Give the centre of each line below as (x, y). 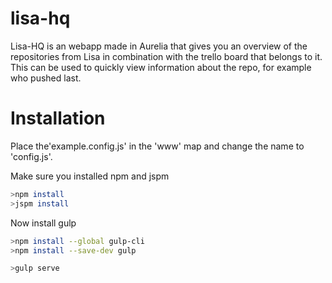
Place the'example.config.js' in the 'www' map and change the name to (157, 146)
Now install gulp (43, 223)
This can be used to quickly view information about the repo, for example (161, 67)
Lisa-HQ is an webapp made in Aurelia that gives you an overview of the (159, 46)
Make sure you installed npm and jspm (90, 176)
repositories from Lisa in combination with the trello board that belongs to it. (166, 56)
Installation (58, 118)
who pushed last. (46, 78)
